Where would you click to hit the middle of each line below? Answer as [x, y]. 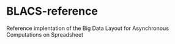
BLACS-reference [52, 11]
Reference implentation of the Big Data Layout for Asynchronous [88, 28]
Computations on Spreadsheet [45, 34]
